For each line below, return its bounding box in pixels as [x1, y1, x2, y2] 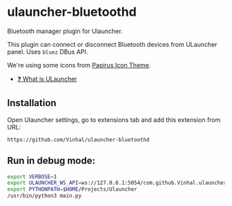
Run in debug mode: [7, 155, 95, 167]
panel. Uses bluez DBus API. [7, 48, 88, 56]
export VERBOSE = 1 [7, 173, 57, 180]
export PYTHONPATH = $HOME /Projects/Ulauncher [7, 186, 137, 193]
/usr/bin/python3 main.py [7, 192, 81, 200]
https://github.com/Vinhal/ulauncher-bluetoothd [7, 136, 150, 143]
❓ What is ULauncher [17, 74, 77, 83]
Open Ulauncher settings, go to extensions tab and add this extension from [7, 115, 221, 124]
